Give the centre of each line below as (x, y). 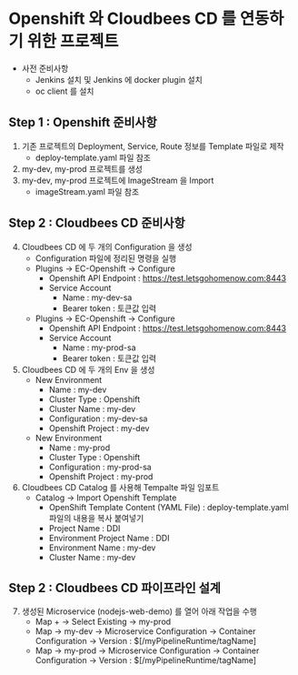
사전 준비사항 (45, 68)
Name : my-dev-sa (97, 297)
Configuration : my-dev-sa (98, 418)
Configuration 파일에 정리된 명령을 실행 (106, 258)
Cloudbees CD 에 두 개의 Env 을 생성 (88, 369)
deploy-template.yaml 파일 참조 (93, 157)
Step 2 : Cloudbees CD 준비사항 (97, 223)
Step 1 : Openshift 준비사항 (83, 122)
